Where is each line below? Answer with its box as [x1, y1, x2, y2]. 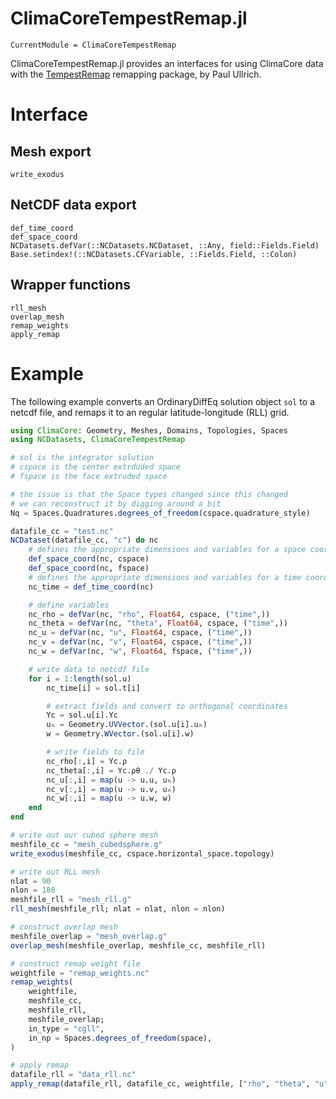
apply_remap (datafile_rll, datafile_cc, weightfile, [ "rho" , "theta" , [10, 1079, 311, 1089]
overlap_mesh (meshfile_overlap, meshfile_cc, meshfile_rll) [10, 940, 267, 951]
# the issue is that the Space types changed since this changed [10, 489, 288, 499]
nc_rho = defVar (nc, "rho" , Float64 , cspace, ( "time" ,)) [28, 609, 271, 619]
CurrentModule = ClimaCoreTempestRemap [10, 40, 177, 50]
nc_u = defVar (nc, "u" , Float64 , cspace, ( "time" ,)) [28, 628, 253, 638]
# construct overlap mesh [10, 922, 118, 932]
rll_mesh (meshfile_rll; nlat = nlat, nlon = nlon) [10, 904, 226, 914]
